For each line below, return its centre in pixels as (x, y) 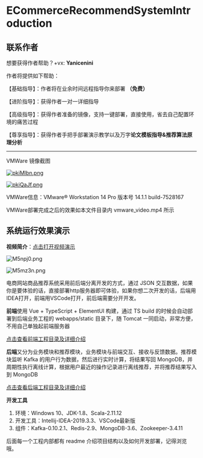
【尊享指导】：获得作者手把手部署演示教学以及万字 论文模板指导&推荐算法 (97, 135)
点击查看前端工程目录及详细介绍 (46, 339)
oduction (29, 23)
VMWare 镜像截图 (28, 161)
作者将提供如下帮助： (33, 76)
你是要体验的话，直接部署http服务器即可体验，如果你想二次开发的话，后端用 (101, 290)
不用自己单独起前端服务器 (38, 326)
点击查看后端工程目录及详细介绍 (46, 387)
